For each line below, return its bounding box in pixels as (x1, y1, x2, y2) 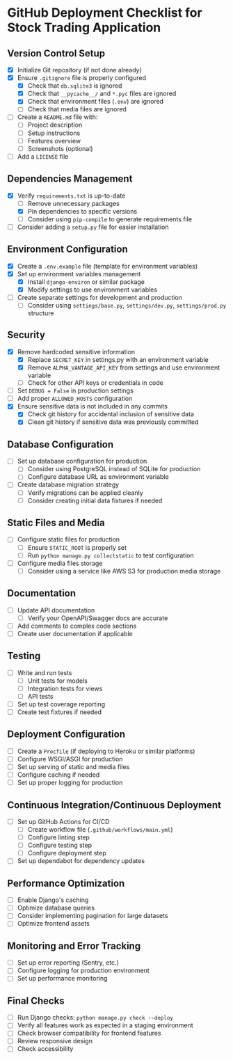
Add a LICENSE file (17, 152, 69, 161)
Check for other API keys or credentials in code (27, 379, 163, 387)
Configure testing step (27, 841, 93, 850)
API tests (27, 692, 54, 700)
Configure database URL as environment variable (27, 473, 169, 481)
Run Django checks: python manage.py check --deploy (17, 1013, 174, 1022)
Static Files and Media (7, 517, 106, 529)
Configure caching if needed (17, 770, 100, 779)
